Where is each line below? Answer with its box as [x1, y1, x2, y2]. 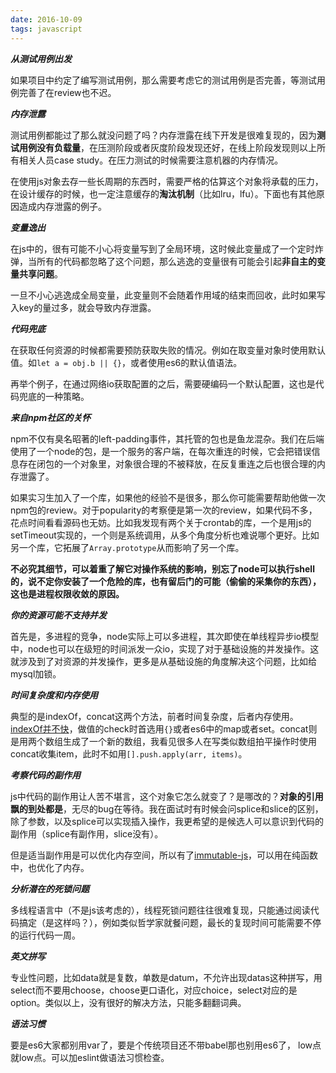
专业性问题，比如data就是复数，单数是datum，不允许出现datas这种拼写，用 [10, 971, 323, 983]
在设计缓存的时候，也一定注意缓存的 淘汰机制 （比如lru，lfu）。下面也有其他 [10, 187, 317, 200]
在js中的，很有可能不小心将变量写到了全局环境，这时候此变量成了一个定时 [10, 242, 315, 255]
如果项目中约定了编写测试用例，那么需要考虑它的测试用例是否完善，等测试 [10, 74, 317, 86]
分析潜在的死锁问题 [10, 882, 90, 895]
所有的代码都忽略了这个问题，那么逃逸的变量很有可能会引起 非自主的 [36, 255, 317, 267]
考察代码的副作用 [10, 769, 81, 781]
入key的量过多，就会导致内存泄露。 [10, 301, 157, 313]
